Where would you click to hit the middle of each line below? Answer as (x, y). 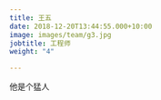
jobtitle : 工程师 (40, 43)
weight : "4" (32, 52)
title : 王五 (30, 18)
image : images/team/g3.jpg (60, 35)
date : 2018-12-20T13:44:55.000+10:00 (81, 26)
